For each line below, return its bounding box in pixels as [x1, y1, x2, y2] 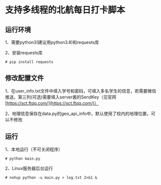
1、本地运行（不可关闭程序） [5, 146, 63, 152]
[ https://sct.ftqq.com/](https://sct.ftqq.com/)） [5, 100, 99, 106]
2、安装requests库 [5, 50, 43, 55]
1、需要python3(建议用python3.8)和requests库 [5, 40, 99, 45]
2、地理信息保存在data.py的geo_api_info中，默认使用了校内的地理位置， [5, 111, 151, 116]
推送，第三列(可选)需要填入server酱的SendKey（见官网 [5, 94, 116, 100]
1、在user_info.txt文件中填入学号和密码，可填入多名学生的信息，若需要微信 [5, 88, 157, 93]
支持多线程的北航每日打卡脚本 [5, 4, 126, 16]
